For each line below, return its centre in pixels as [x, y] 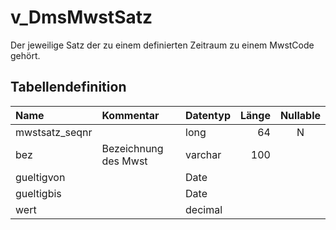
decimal [204, 209]
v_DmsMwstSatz [81, 17]
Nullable [300, 115]
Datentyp [208, 115]
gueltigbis [38, 193]
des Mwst [124, 161]
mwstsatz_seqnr [54, 132]
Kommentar [130, 115]
